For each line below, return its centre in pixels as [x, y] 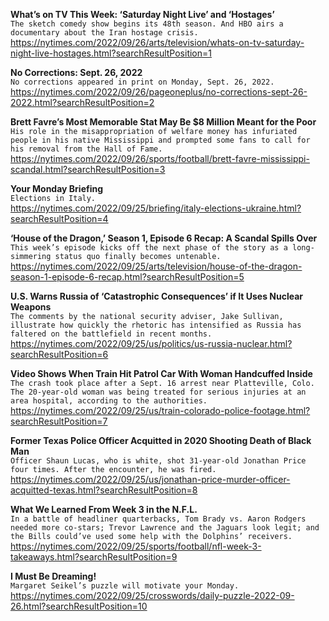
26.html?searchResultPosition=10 [79, 606]
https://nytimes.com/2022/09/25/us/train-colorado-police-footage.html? [160, 410]
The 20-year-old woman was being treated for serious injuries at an [158, 392]
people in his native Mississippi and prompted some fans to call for [160, 140]
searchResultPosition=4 [59, 218]
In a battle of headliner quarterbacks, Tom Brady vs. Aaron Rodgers [158, 519]
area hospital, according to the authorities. [109, 401]
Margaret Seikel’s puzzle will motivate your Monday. [125, 586]
